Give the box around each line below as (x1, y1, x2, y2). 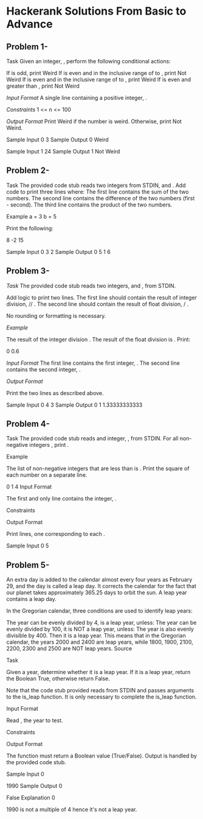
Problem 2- (6, 166, 50, 176)
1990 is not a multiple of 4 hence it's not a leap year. (6, 806, 137, 814)
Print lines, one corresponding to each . (6, 530, 105, 538)
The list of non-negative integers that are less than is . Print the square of (6, 465, 190, 473)
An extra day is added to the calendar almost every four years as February (6, 576, 193, 583)
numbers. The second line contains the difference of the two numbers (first (6, 194, 195, 202)
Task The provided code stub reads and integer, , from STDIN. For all (6, 435, 179, 442)
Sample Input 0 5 (6, 542, 49, 549)
